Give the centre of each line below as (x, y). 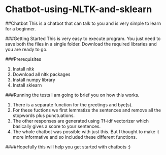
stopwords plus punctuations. (44, 115)
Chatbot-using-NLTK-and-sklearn (79, 9)
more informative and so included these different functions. (75, 137)
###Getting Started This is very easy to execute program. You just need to (83, 38)
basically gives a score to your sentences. (57, 126)
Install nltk (23, 69)
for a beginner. (21, 28)
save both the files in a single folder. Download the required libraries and (81, 44)
